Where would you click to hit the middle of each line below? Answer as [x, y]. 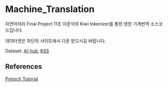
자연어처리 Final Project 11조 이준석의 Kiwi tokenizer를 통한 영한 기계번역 [77, 24]
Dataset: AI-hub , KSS [27, 51]
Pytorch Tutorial [22, 78]
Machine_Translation [50, 9]
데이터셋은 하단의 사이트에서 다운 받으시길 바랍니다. [56, 41]
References [24, 67]
